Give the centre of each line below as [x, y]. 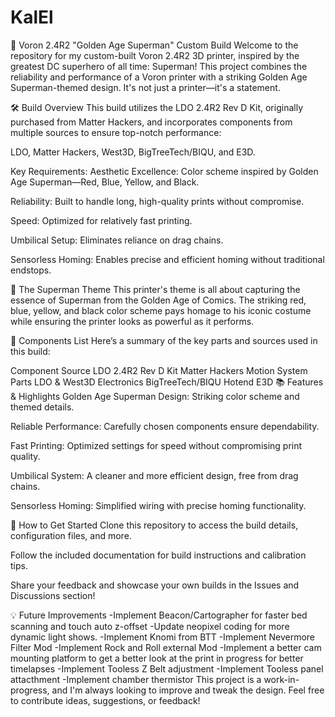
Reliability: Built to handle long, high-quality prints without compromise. [157, 201]
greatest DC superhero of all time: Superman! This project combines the [159, 66]
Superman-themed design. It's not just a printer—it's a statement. [145, 87]
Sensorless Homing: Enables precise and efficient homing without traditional [167, 259]
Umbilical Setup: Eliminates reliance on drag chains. [117, 240]
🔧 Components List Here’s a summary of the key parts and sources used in [164, 340]
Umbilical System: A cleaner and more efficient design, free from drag [154, 475]
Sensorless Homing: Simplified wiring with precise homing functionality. [158, 505]
